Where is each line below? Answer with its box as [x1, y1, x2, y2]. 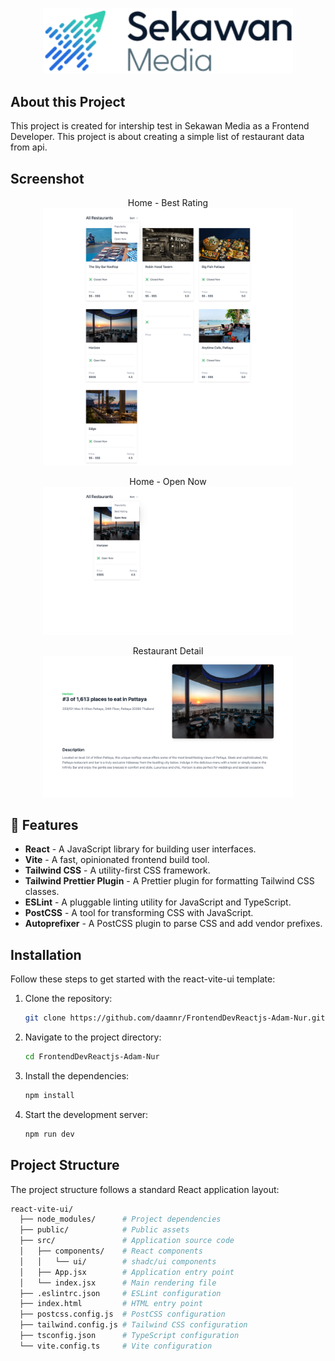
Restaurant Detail [132, 644, 204, 657]
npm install [24, 1091, 75, 1101]
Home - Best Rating [127, 197, 209, 209]
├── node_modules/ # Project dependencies [19, 1214, 222, 1225]
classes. [24, 886, 60, 898]
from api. [10, 141, 48, 153]
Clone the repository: [24, 993, 113, 1005]
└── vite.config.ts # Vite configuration [19, 1341, 213, 1351]
